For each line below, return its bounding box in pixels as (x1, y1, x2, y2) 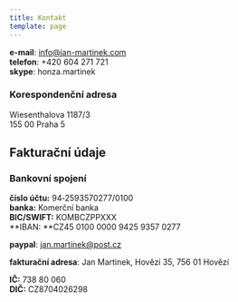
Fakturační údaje (9, 145, 107, 161)
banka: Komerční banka (9, 202, 100, 213)
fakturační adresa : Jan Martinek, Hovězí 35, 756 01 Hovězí (9, 257, 229, 268)
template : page (9, 22, 67, 31)
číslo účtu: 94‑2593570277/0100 (9, 192, 134, 204)
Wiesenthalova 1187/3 (9, 109, 90, 120)
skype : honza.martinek (9, 65, 96, 77)
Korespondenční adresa (9, 88, 118, 101)
